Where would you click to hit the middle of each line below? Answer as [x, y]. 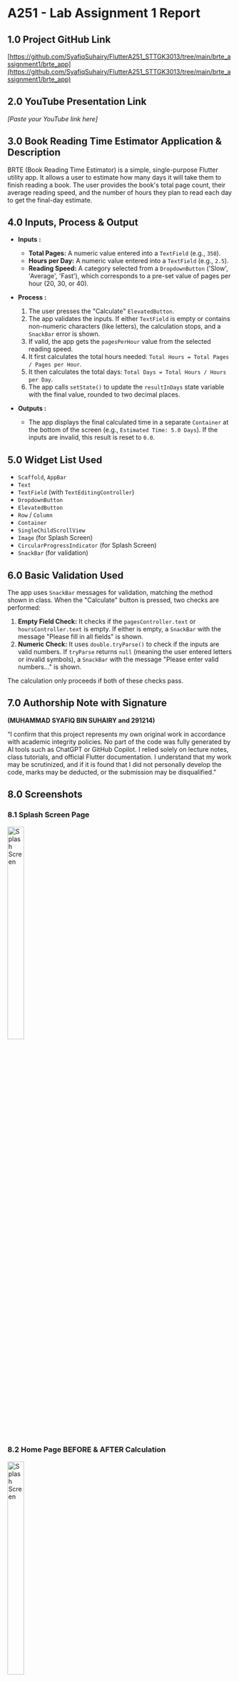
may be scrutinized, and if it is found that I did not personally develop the [115, 764]
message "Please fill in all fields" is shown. [81, 637]
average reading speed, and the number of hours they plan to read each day [119, 192]
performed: [24, 608]
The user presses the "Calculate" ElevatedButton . [101, 311]
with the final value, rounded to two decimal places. [104, 394]
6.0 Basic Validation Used [66, 575]
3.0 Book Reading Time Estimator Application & [115, 142]
